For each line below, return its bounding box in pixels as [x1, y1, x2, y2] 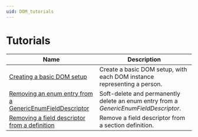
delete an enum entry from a [99, 96, 178, 105]
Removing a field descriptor [9, 113, 85, 122]
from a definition [9, 121, 55, 129]
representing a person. [99, 80, 163, 88]
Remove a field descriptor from [99, 113, 186, 122]
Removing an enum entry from [9, 89, 93, 98]
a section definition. [99, 121, 154, 129]
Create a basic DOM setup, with [99, 65, 187, 73]
